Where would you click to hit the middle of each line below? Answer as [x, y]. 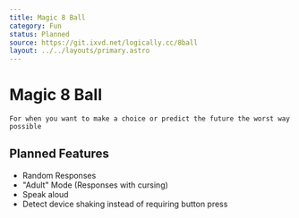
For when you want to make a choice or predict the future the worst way [150, 119]
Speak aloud [45, 194]
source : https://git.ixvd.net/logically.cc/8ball [104, 42]
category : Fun [36, 26]
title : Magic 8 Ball [48, 17]
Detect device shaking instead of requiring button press [125, 204]
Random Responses [59, 175]
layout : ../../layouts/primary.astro [80, 51]
